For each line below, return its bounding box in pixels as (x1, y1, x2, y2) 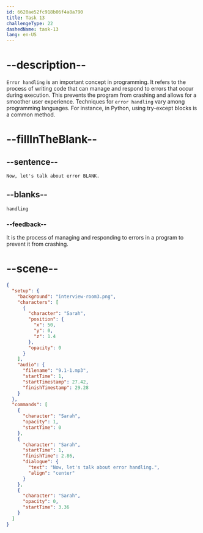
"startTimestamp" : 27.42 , (22, 379, 89, 385)
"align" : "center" (28, 470, 75, 476)
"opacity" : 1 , (22, 419, 59, 425)
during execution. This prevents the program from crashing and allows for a (6, 91, 197, 99)
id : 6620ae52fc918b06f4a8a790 (6, 9, 84, 15)
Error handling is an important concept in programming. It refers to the (6, 78, 186, 86)
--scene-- (6, 262, 59, 276)
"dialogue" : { (22, 459, 59, 465)
